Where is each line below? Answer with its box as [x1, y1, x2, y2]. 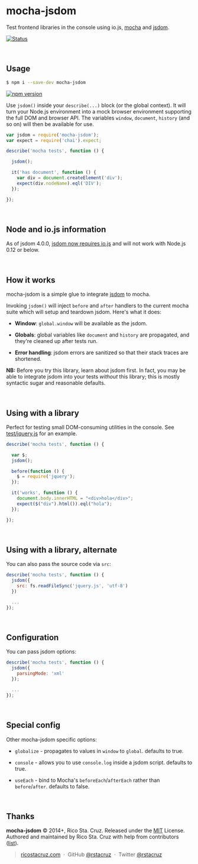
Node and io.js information [6, 224, 106, 234]
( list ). [6, 840, 19, 847]
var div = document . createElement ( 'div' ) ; [17, 175, 123, 181]
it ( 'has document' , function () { [11, 170, 96, 176]
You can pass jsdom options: [6, 648, 77, 655]
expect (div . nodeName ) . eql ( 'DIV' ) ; [17, 180, 102, 186]
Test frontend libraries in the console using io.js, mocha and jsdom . [6, 24, 170, 31]
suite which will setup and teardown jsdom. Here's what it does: [6, 309, 161, 316]
